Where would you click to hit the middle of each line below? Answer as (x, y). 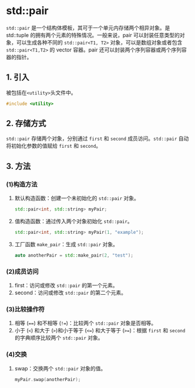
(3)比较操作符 (26, 309)
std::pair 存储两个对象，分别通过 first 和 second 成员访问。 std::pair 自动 (97, 138)
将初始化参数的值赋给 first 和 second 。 (54, 146)
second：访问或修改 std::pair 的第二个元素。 (70, 293)
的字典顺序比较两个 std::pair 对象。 (59, 338)
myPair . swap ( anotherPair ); (48, 379)
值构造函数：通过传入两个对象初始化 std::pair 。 (74, 221)
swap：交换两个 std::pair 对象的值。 (60, 368)
